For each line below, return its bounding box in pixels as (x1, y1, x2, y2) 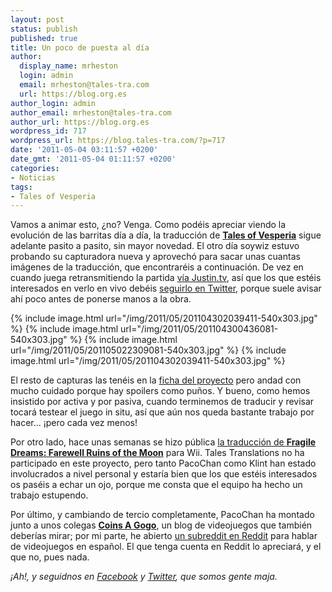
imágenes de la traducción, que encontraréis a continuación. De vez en (10, 261, 304, 273)
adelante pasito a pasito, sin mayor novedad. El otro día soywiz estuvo (10, 240, 300, 252)
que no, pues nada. (10, 551, 90, 563)
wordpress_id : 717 (10, 126, 87, 136)
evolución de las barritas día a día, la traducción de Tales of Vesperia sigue (10, 229, 322, 241)
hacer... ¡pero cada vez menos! (10, 417, 138, 429)
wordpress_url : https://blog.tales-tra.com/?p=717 (10, 136, 226, 146)
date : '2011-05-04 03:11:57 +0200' (10, 145, 159, 155)
